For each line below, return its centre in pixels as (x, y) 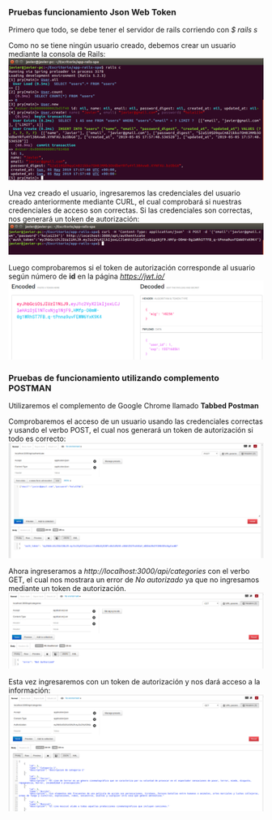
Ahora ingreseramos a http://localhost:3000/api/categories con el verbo (129, 572)
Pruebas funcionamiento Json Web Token (92, 12)
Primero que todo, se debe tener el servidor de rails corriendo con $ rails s (133, 30)
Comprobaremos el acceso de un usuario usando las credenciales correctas (136, 421)
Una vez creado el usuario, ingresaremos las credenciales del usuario (125, 192)
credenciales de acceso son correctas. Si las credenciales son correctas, (130, 210)
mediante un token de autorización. (68, 589)
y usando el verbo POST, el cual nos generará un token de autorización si (131, 430)
